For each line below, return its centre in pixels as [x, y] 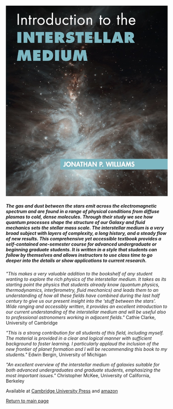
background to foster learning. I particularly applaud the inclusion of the [82, 343]
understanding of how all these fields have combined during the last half [83, 295]
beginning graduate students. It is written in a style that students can [81, 250]
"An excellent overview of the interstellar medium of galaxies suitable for [83, 364]
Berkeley [15, 381]
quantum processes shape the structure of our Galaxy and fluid [75, 222]
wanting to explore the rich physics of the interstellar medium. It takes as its [86, 279]
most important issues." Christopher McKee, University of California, [78, 375]
